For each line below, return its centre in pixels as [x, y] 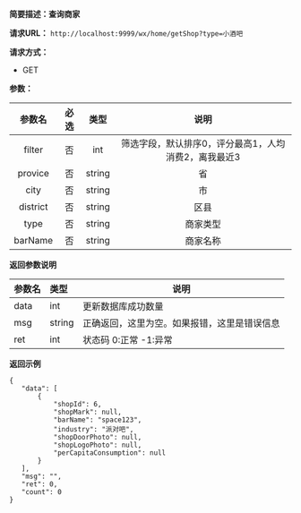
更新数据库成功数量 [123, 306]
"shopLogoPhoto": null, [98, 445]
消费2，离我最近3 [203, 157]
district [33, 207]
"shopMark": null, [88, 412]
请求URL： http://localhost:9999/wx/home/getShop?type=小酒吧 [126, 33]
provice [33, 173]
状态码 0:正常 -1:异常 [128, 340]
